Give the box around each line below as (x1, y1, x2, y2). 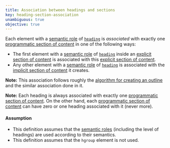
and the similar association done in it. (5, 83, 84, 89)
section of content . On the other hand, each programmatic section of (5, 98, 151, 104)
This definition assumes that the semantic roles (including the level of (12, 126, 159, 133)
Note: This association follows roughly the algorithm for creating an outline (5, 77, 163, 83)
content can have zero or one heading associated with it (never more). (5, 103, 153, 110)
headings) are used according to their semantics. (12, 132, 116, 138)
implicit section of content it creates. (12, 67, 90, 73)
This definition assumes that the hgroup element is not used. (12, 137, 139, 143)
